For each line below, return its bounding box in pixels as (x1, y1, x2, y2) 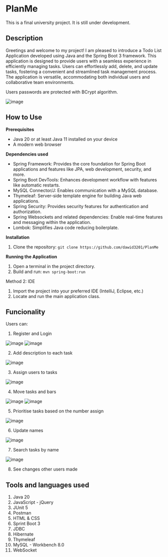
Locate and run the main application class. (12, 293, 100, 299)
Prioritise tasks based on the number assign (12, 408, 104, 414)
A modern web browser (12, 141, 62, 147)
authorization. (12, 208, 42, 214)
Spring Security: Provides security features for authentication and (12, 203, 148, 209)
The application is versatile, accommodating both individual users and (5, 73, 150, 80)
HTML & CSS (12, 515, 40, 521)
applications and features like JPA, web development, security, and (12, 166, 151, 172)
